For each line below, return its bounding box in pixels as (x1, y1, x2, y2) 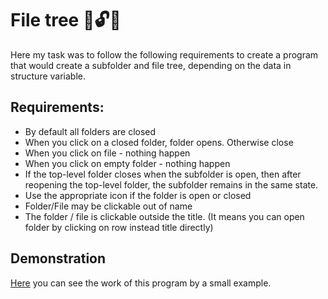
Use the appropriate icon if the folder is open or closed (24, 189, 252, 201)
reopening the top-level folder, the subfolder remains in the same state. (24, 178, 319, 191)
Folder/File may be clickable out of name (24, 200, 193, 212)
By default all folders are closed (24, 125, 157, 137)
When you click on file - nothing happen (24, 147, 191, 159)
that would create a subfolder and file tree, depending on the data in (10, 59, 292, 71)
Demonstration (10, 250, 107, 267)
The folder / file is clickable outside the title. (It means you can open (24, 210, 305, 222)
